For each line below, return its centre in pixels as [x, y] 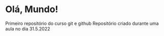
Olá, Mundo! [32, 9]
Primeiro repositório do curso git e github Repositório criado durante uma [82, 23]
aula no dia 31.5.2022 [28, 28]
